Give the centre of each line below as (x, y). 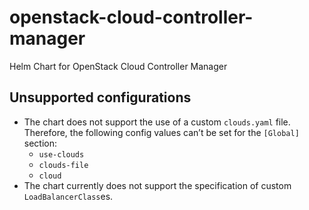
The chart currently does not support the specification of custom (157, 185)
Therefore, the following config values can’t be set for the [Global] (161, 132)
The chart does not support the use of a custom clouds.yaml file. (157, 122)
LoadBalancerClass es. (68, 196)
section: (40, 143)
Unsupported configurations (100, 97)
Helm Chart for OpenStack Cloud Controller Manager (118, 66)
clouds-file (63, 165)
